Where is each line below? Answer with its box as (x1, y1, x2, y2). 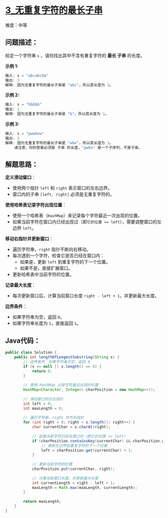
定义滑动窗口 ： (5, 174, 36, 180)
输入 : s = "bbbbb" (5, 102, 42, 107)
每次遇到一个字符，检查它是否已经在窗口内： (12, 252, 105, 258)
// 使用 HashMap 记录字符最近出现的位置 (23, 383, 98, 388)
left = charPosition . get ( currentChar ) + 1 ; (40, 448, 133, 453)
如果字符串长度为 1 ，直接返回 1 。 (12, 320, 81, 326)
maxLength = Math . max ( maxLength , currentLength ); (31, 485, 137, 490)
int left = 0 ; (23, 401, 52, 406)
